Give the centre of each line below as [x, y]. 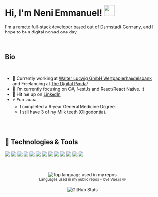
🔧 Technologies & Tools [41, 142]
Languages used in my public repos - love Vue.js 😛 [82, 179]
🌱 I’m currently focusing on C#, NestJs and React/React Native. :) [78, 89]
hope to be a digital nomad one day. [41, 32]
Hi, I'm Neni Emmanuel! [53, 13]
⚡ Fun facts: [24, 99]
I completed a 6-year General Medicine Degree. [68, 106]
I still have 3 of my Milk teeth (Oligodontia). [63, 112]
